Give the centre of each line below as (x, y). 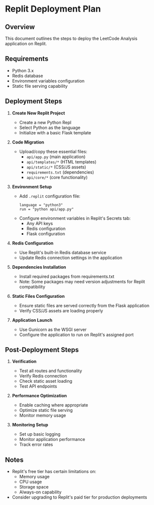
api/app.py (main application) (56, 157)
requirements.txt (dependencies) (60, 172)
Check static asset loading (46, 381)
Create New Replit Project (38, 113)
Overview (20, 27)
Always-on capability (40, 492)
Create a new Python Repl (45, 122)
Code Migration (28, 142)
